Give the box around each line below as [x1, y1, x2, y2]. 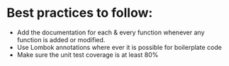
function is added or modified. [16, 35, 106, 44]
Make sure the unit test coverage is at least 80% [16, 51, 159, 59]
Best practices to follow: [6, 5, 153, 21]
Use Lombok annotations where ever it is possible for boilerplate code [16, 43, 223, 51]
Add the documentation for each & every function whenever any [16, 28, 205, 37]
